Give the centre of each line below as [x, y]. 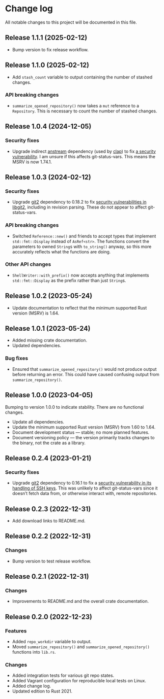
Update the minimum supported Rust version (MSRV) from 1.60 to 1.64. [84, 427]
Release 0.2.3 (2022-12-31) [48, 509]
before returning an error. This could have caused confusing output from [86, 374]
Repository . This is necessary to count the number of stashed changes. [84, 111]
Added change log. [31, 686]
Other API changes [28, 264]
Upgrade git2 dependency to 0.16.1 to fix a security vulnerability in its [82, 483]
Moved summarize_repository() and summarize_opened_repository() [81, 647]
